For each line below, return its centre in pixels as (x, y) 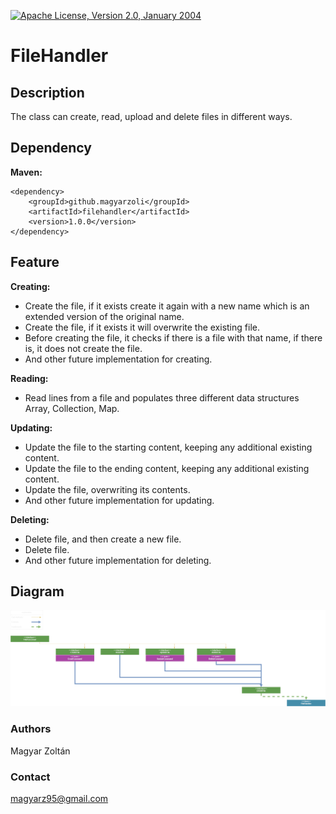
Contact (30, 777)
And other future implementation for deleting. (118, 560)
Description (47, 92)
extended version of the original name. (104, 316)
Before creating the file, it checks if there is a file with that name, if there (173, 337)
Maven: (26, 172)
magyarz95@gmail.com (59, 799)
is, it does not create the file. (83, 348)
